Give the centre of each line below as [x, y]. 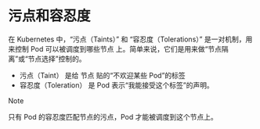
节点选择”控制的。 [57, 59]
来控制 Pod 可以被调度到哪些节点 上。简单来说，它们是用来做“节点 [115, 48]
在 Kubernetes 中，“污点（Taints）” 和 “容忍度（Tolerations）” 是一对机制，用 [130, 39]
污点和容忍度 [50, 16]
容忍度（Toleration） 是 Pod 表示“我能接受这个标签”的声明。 [116, 85]
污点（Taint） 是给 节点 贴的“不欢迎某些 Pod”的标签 [102, 75]
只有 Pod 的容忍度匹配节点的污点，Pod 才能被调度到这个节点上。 [113, 116]
